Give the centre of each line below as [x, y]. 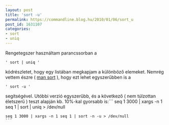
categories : [18, 29]
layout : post [19, 10]
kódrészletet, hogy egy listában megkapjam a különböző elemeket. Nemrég [85, 71]
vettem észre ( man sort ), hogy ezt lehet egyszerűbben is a [68, 77]
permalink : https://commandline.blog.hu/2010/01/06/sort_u [69, 19]
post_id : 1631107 [24, 24]
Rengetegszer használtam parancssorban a [51, 53]
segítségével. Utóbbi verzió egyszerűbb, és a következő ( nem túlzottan [81, 96]
